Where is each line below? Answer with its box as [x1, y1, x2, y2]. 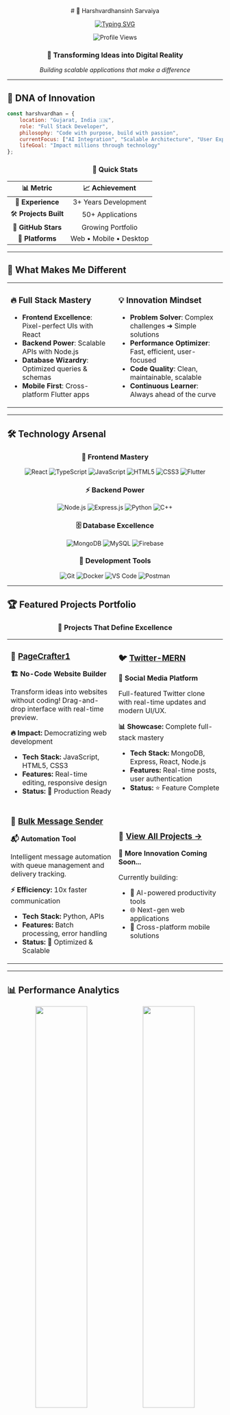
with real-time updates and [118, 697, 207, 707]
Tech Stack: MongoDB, [129, 749, 205, 758]
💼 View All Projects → [118, 831, 203, 842]
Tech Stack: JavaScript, [22, 752, 100, 762]
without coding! [10, 696, 61, 705]
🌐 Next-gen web [129, 905, 185, 915]
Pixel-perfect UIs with [22, 322, 94, 331]
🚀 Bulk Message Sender [10, 816, 104, 827]
